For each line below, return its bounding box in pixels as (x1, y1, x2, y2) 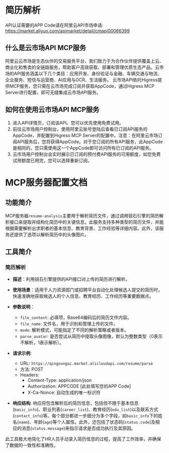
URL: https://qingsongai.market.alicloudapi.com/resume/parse (20, 360, 153, 367)
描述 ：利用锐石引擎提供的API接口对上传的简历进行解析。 (12, 276, 130, 282)
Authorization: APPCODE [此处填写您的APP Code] (27, 383, 131, 389)
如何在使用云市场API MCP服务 (5, 105, 100, 114)
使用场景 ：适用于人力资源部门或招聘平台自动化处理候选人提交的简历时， (12, 287, 162, 293)
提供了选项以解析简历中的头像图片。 (14, 232, 89, 238)
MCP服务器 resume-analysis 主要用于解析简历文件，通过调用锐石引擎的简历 (5, 212, 159, 218)
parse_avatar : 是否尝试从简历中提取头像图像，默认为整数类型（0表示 (20, 333, 163, 339)
